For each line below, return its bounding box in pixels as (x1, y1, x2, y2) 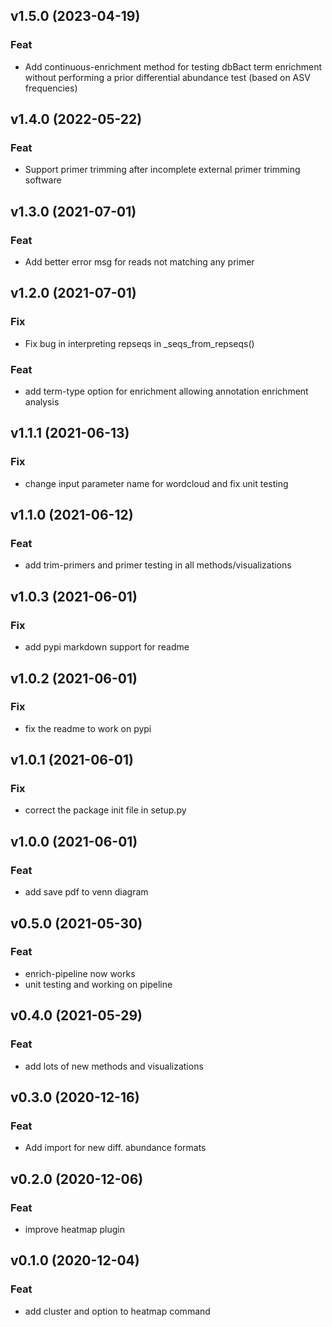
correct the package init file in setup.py (24, 804, 187, 816)
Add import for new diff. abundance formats (24, 1142, 207, 1154)
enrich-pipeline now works (24, 967, 136, 979)
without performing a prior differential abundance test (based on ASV (24, 71, 311, 83)
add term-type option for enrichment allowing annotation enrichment (24, 385, 309, 398)
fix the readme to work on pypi (24, 722, 152, 734)
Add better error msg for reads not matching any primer (24, 256, 255, 268)
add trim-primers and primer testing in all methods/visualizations (24, 559, 292, 571)
